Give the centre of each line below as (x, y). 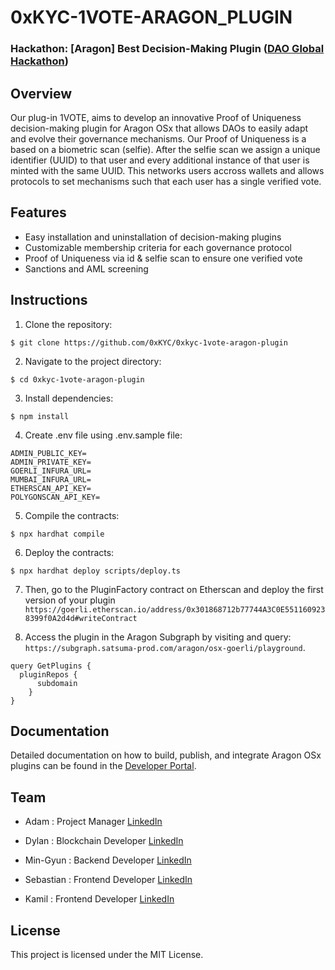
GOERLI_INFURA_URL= (51, 471)
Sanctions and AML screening (86, 268)
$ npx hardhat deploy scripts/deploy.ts (96, 571)
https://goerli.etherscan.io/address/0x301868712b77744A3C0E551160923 (175, 609)
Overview (41, 93)
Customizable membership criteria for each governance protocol (158, 247)
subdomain (57, 683)
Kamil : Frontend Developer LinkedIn (99, 899)
